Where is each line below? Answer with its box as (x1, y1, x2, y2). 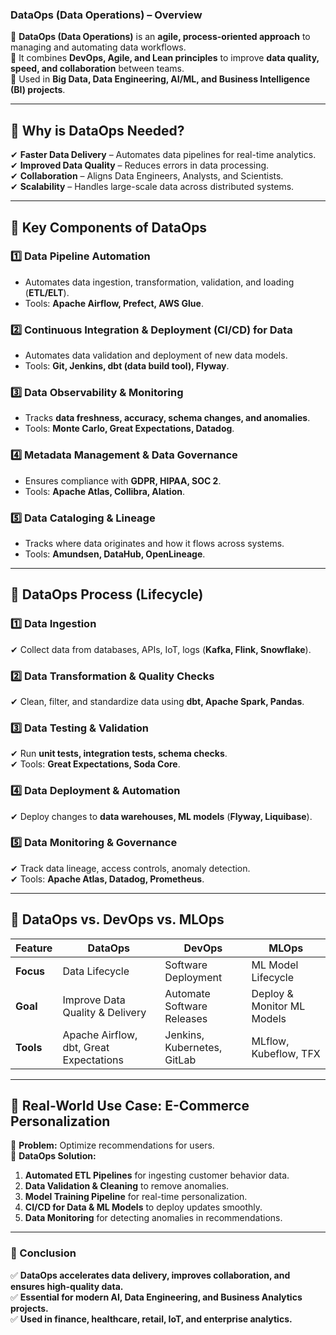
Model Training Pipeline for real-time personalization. (24, 1191, 248, 1203)
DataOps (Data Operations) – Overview (10, 8, 203, 22)
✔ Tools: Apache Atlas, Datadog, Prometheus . (10, 873, 205, 885)
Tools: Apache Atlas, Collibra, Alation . (24, 485, 185, 497)
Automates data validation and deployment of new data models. (24, 349, 288, 362)
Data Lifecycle (62, 964, 130, 978)
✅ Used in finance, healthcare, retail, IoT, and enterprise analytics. (10, 1313, 293, 1325)
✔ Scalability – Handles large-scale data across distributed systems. (10, 181, 295, 193)
